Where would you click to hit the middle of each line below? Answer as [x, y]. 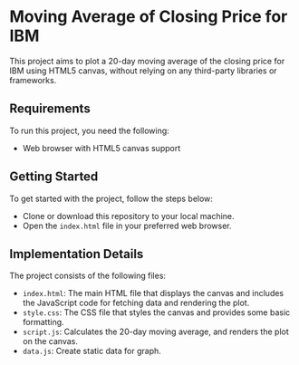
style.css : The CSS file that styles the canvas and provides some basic [156, 312]
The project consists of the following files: [87, 276]
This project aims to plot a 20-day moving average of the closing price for [147, 61]
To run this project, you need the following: [89, 130]
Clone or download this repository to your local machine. [128, 216]
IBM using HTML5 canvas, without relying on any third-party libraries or [144, 71]
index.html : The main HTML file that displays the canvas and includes [153, 293]
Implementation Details [77, 254]
